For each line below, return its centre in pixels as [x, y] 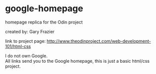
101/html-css [18, 46]
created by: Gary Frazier [30, 31]
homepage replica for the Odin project [44, 22]
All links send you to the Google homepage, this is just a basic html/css [77, 61]
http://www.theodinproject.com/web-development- [99, 41]
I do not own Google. [26, 56]
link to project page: [25, 41]
